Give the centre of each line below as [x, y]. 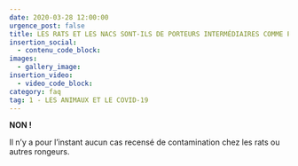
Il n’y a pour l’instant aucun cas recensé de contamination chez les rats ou [145, 142]
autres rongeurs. [39, 152]
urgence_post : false [47, 26]
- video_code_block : [55, 83]
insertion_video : [41, 75]
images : [24, 59]
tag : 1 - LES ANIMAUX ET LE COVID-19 [79, 100]
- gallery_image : [49, 67]
